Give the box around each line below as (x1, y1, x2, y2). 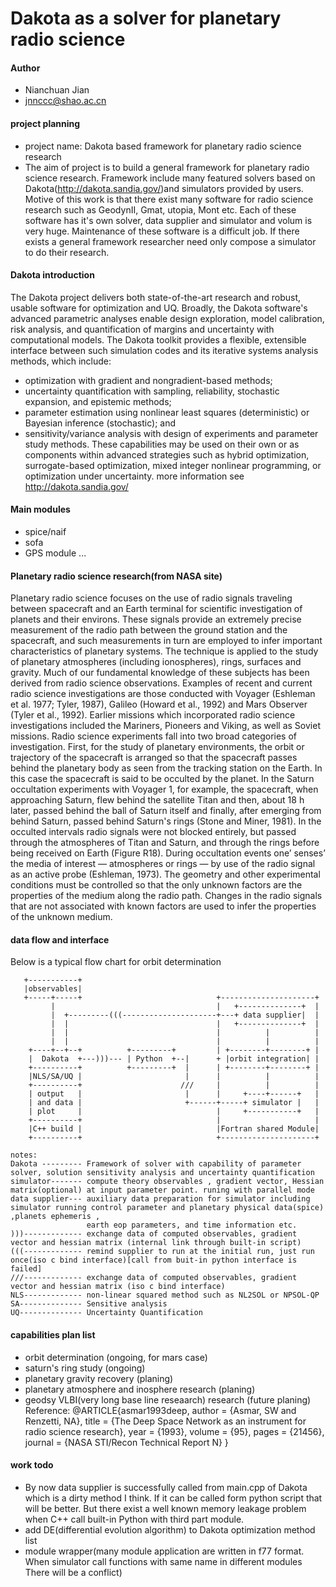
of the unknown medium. (10, 911, 113, 923)
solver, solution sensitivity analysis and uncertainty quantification (10, 1168, 315, 1178)
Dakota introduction (10, 269, 95, 281)
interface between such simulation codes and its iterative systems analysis (10, 344, 319, 356)
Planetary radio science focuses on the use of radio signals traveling (10, 592, 293, 604)
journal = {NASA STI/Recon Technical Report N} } (24, 1436, 229, 1448)
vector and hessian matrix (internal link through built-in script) (10, 1238, 302, 1248)
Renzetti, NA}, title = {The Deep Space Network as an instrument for (24, 1415, 307, 1427)
